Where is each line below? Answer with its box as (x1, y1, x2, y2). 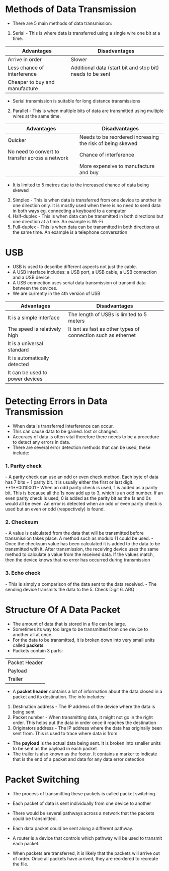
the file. (12, 861, 29, 867)
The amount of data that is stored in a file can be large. (12, 621, 127, 627)
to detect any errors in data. (12, 439, 70, 445)
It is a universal (8, 340, 44, 347)
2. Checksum (5, 519, 39, 526)
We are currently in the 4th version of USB (12, 290, 101, 296)
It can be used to (8, 369, 48, 376)
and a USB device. (12, 274, 51, 280)
